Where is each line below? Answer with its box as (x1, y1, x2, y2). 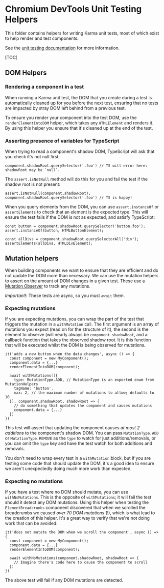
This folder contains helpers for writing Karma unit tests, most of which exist (5, 30, 159, 36)
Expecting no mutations (5, 478, 63, 485)
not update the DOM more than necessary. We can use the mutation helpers (5, 272, 159, 278)
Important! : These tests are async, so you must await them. (5, 293, 125, 298)
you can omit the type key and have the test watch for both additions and (5, 441, 153, 446)
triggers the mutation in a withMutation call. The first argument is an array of (5, 321, 159, 327)
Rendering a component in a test (5, 84, 84, 90)
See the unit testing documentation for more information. (5, 45, 120, 51)
